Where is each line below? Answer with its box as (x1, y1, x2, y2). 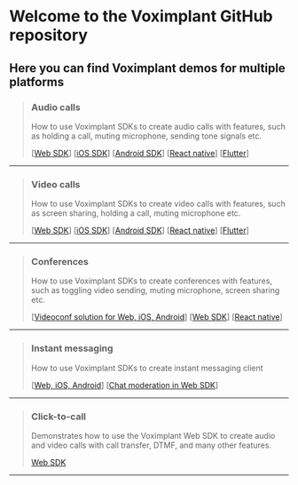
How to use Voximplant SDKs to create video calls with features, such (30, 198, 286, 210)
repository (9, 25, 89, 45)
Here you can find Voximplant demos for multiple (9, 60, 286, 76)
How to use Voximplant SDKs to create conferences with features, (30, 275, 273, 286)
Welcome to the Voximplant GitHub (9, 6, 273, 27)
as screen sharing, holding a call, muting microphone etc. (30, 208, 241, 219)
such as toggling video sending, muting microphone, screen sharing (30, 285, 280, 296)
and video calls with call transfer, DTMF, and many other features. (30, 440, 272, 450)
